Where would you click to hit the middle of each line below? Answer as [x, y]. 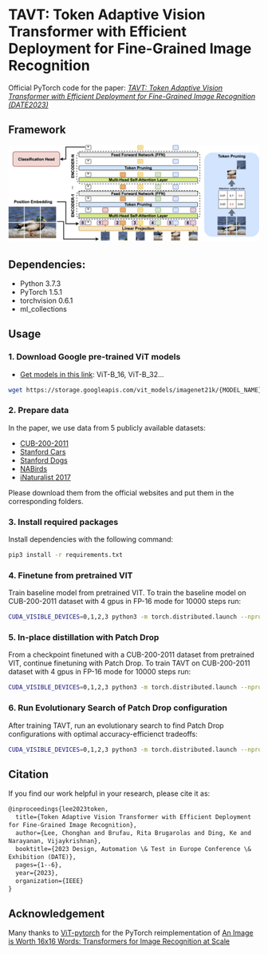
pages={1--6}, [39, 865]
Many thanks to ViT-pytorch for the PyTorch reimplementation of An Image [131, 933]
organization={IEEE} [49, 881]
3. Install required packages [63, 522]
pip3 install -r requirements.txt [66, 555]
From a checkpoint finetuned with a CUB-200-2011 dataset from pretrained [132, 655]
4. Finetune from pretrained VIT [71, 575]
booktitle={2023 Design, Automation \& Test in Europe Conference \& [133, 849]
